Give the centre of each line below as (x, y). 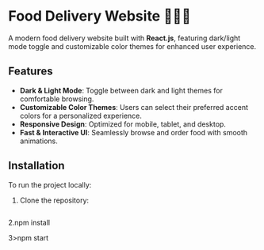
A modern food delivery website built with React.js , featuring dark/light (124, 38)
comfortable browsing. (57, 99)
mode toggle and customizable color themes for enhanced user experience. (132, 46)
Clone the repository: (54, 200)
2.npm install (29, 222)
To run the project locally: (50, 184)
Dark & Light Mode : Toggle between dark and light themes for (121, 90)
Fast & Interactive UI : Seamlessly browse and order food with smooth (134, 132)
